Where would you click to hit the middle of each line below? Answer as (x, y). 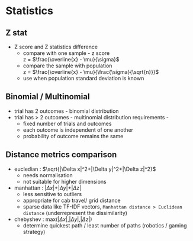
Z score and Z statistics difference (56, 47)
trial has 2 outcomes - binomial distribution (66, 111)
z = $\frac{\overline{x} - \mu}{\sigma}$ (71, 59)
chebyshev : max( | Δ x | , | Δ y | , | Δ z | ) (53, 219)
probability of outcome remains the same (73, 136)
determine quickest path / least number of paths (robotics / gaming (105, 225)
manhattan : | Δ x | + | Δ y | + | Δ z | (47, 188)
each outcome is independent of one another (78, 130)
